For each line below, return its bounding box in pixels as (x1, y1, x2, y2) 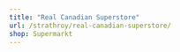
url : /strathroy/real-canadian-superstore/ (9, 21, 172, 30)
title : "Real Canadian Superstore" (9, 12, 140, 22)
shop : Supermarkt (9, 29, 73, 38)
